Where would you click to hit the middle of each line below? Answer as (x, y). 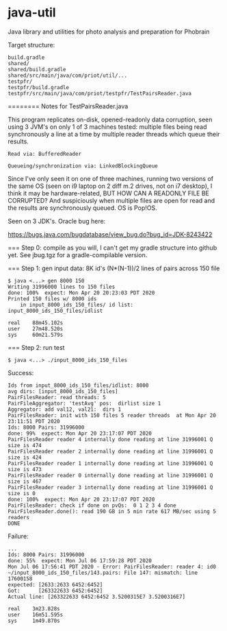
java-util (32, 13)
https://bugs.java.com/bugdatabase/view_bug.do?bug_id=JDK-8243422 (110, 234)
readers (19, 517)
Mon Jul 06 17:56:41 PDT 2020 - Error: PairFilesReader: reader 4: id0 (112, 567)
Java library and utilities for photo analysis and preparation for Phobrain (109, 32)
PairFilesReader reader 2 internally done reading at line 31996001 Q (110, 451)
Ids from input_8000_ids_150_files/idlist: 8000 (78, 385)
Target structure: (31, 45)
